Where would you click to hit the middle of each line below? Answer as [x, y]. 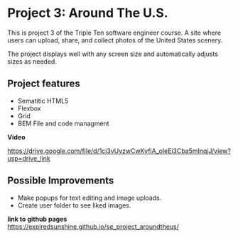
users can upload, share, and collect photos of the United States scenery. [115, 40]
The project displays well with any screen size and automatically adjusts [113, 54]
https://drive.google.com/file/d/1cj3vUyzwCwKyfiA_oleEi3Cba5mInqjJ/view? [119, 151]
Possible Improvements [61, 181]
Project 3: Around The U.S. [88, 13]
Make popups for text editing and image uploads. [90, 198]
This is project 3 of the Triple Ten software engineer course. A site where [114, 33]
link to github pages [37, 219]
